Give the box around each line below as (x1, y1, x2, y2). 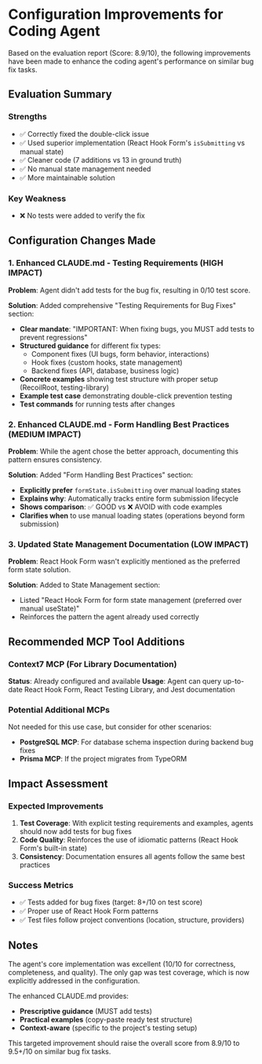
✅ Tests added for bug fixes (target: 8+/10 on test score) (19, 897, 203, 907)
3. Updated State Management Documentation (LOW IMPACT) (8, 538, 249, 549)
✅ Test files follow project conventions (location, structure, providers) (19, 915, 245, 925)
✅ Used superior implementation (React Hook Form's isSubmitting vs (19, 138, 246, 147)
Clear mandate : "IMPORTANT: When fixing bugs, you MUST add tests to (19, 324, 255, 333)
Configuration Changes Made (8, 234, 156, 248)
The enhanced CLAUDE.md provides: (8, 991, 129, 1000)
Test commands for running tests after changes (19, 399, 175, 409)
